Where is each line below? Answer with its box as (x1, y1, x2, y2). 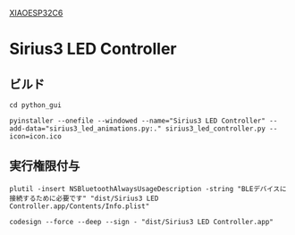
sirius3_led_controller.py (164, 124, 266, 133)
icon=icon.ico (9, 132, 63, 141)
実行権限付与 (9, 158, 80, 173)
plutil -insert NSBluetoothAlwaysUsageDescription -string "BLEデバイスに (9, 184, 287, 193)
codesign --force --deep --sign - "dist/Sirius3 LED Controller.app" (9, 217, 274, 226)
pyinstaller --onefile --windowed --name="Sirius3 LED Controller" (9, 116, 266, 125)
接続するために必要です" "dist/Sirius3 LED (9, 194, 159, 203)
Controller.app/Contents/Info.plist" (9, 201, 150, 211)
